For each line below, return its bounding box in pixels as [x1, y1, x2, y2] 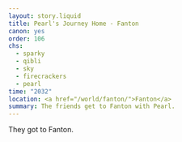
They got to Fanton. [8, 125, 74, 135]
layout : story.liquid [8, 11, 82, 20]
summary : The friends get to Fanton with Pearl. [8, 102, 176, 110]
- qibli [15, 58, 42, 66]
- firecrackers [15, 72, 67, 80]
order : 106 [8, 34, 45, 43]
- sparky [15, 49, 45, 58]
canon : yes [8, 27, 45, 35]
